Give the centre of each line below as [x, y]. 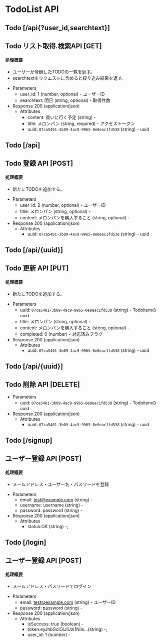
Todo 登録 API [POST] [39, 163]
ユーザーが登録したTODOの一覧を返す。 [53, 72]
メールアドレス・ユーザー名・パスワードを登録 [60, 484]
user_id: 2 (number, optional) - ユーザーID [63, 205]
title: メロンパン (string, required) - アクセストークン [81, 123]
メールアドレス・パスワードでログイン [52, 586]
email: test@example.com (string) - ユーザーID [68, 602]
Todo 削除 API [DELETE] [42, 384]
